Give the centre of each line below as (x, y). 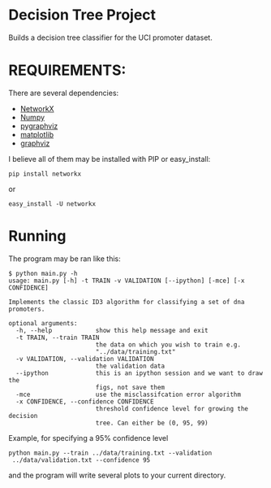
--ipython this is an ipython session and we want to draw (140, 373)
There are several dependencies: (64, 93)
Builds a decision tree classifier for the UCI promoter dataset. (110, 37)
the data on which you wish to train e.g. (168, 344)
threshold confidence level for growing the (172, 408)
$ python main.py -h (43, 273)
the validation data (130, 366)
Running (37, 236)
